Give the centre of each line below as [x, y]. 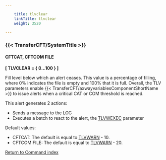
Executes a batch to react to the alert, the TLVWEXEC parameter [78, 118]
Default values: [21, 128]
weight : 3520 [28, 23]
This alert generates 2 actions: [36, 103]
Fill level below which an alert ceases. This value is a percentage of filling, [81, 78]
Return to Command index [32, 152]
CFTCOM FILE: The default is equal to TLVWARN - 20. [67, 143]
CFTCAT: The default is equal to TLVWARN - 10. [61, 137]
